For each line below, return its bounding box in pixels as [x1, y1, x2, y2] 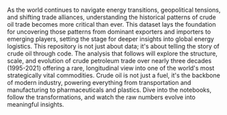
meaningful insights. [7, 101, 64, 108]
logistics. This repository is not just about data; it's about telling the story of [7, 42, 220, 50]
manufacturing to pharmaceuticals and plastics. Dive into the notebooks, [7, 86, 212, 94]
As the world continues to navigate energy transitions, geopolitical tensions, [7, 6, 221, 14]
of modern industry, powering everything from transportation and [7, 79, 191, 86]
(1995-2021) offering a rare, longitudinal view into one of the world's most [7, 64, 215, 72]
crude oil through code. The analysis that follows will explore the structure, [7, 49, 217, 57]
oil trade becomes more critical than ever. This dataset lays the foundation [7, 21, 217, 28]
